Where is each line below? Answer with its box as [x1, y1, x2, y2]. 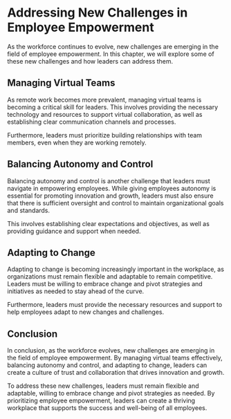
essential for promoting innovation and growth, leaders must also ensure [7, 192, 214, 200]
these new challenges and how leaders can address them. [7, 57, 174, 65]
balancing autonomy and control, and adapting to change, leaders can [7, 361, 207, 369]
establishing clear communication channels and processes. [7, 118, 176, 126]
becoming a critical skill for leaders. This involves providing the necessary [7, 102, 219, 111]
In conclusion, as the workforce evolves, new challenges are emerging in [7, 346, 215, 355]
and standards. [7, 206, 50, 214]
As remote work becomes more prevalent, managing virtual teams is [7, 95, 202, 104]
